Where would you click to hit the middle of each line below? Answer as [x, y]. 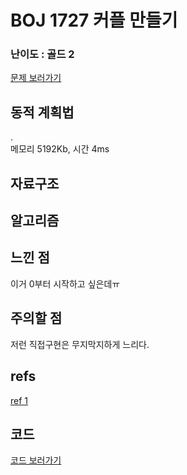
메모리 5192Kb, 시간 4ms [60, 149]
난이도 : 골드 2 [42, 54]
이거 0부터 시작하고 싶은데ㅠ [65, 283]
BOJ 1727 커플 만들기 [94, 20]
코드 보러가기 [36, 460]
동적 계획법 [42, 112]
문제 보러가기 [36, 78]
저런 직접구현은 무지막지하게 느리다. [80, 344]
